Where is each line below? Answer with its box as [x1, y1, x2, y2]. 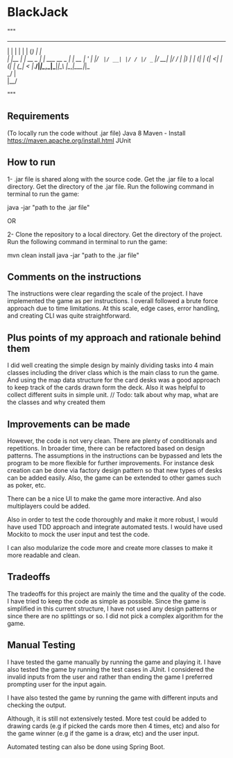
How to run [7, 156, 56, 168]
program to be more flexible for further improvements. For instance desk [7, 459, 214, 467]
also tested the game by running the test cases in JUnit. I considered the [7, 665, 215, 673]
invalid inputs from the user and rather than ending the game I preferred [7, 672, 213, 681]
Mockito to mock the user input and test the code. [7, 530, 150, 538]
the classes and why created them [7, 398, 106, 407]
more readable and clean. [7, 551, 80, 559]
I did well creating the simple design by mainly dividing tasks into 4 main [7, 361, 214, 369]
